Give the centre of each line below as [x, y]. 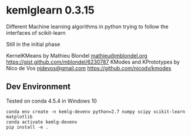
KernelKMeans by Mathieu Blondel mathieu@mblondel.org [77, 55]
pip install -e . [27, 127]
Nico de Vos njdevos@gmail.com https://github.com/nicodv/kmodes [89, 68]
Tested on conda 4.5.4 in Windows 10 [51, 101]
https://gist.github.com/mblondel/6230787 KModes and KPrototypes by [93, 62]
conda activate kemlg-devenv [42, 122]
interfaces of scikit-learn [36, 32]
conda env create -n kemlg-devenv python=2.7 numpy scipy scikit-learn [95, 112]
